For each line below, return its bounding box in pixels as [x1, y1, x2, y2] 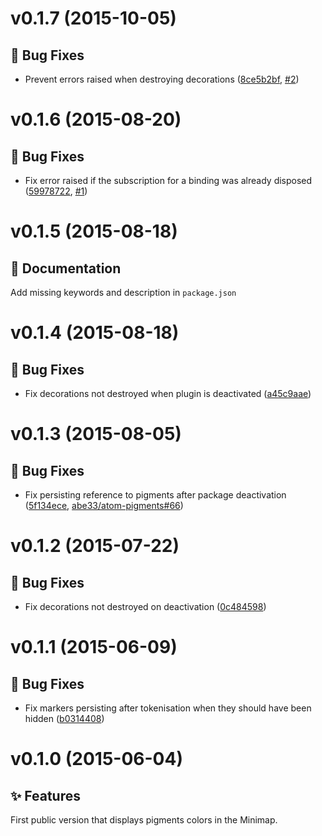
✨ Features [10, 787, 81, 804]
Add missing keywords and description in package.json [10, 287, 237, 298]
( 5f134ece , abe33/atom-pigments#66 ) [24, 500, 184, 511]
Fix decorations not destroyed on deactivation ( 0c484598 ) [24, 601, 267, 612]
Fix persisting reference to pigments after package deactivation [24, 489, 287, 501]
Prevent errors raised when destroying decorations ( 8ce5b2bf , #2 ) [24, 73, 300, 85]
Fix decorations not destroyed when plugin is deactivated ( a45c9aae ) [24, 388, 312, 399]
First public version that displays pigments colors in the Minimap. [10, 814, 278, 826]
